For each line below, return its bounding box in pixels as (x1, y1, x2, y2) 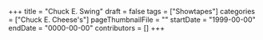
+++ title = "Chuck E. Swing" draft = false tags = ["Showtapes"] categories (8, 7, 256, 16)
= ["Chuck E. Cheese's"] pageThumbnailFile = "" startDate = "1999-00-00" (8, 15, 256, 24)
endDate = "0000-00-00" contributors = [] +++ (8, 24, 165, 32)
